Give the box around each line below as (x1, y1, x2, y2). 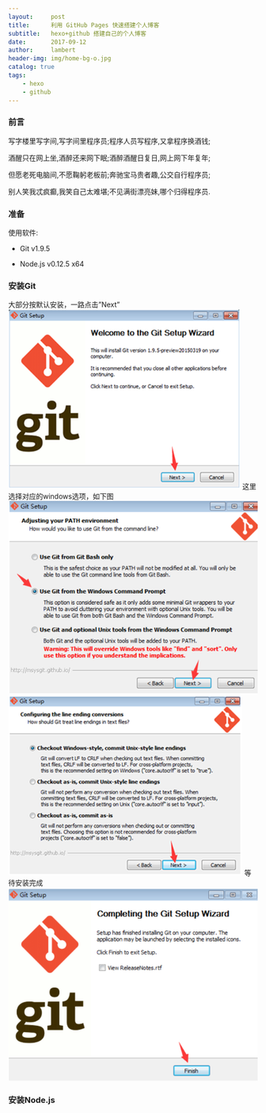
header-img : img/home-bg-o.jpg (8, 55, 112, 63)
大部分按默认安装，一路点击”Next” (8, 300, 120, 309)
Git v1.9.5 (19, 244, 51, 254)
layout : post (8, 13, 66, 21)
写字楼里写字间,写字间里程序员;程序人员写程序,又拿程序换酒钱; (8, 136, 211, 146)
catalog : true (8, 63, 55, 71)
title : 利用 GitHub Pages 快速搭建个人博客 (8, 21, 160, 29)
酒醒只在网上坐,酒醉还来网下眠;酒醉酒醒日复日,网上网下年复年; (8, 153, 211, 163)
